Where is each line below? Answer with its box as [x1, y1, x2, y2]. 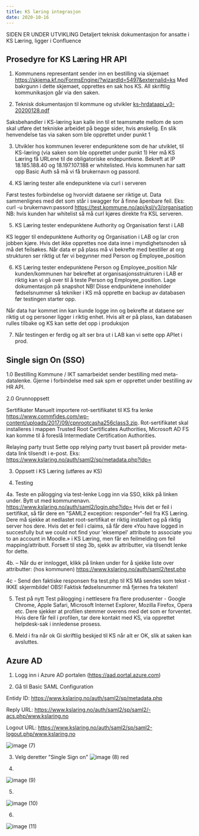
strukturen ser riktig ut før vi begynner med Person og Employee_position [6, 252, 186, 259]
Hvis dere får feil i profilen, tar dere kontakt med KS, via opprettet [14, 614, 175, 621]
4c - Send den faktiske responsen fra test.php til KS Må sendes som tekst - [6, 577, 191, 584]
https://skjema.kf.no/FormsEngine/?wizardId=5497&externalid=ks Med [14, 76, 188, 83]
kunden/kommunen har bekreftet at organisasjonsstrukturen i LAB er [14, 270, 183, 277]
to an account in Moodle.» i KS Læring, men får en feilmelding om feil [6, 535, 175, 543]
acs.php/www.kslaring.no [6, 712, 69, 719]
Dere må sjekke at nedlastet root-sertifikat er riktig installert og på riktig [6, 516, 181, 524]
